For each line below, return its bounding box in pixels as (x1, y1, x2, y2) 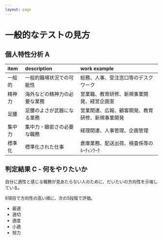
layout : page (5, 7, 32, 12)
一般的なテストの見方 (5, 30, 91, 40)
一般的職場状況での (25, 74, 69, 81)
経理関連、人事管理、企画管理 (80, 127, 149, 134)
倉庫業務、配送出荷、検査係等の (80, 139, 154, 146)
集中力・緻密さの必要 (25, 123, 74, 130)
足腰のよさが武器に (25, 107, 69, 114)
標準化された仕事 (25, 143, 65, 150)
